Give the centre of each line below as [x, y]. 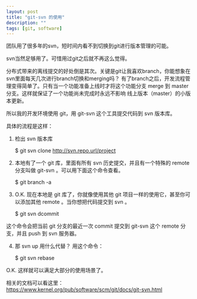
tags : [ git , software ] [34, 28]
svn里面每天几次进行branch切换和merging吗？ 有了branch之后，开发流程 [96, 78]
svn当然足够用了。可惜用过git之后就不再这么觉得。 [68, 59]
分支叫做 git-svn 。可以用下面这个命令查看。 [69, 171]
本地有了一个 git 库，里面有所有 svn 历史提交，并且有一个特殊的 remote [102, 163]
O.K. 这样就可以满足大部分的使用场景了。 [56, 270]
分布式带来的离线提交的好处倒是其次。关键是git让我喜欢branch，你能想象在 [99, 71]
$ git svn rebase [34, 258]
